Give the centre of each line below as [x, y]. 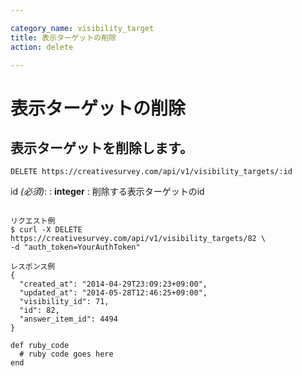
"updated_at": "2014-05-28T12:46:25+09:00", [113, 293]
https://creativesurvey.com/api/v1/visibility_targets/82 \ [138, 239]
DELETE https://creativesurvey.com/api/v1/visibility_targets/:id [151, 172]
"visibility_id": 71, [64, 302]
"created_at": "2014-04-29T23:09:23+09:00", [113, 284]
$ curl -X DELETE [46, 230]
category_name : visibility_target [82, 28]
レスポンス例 [33, 267]
